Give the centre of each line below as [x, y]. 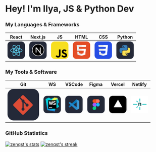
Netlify [140, 84]
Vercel [118, 84]
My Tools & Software [31, 72]
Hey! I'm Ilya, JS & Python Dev [70, 9]
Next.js [38, 37]
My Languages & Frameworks [42, 25]
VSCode [74, 84]
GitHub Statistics [27, 133]
